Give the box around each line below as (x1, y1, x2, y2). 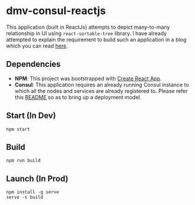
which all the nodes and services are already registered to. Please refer (14, 87, 188, 95)
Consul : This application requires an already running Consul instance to (14, 81, 190, 88)
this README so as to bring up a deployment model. (14, 93, 141, 100)
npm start (6, 126, 31, 132)
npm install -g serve (6, 189, 60, 195)
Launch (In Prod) (6, 173, 69, 183)
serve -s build (6, 194, 44, 200)
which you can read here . (6, 42, 68, 49)
